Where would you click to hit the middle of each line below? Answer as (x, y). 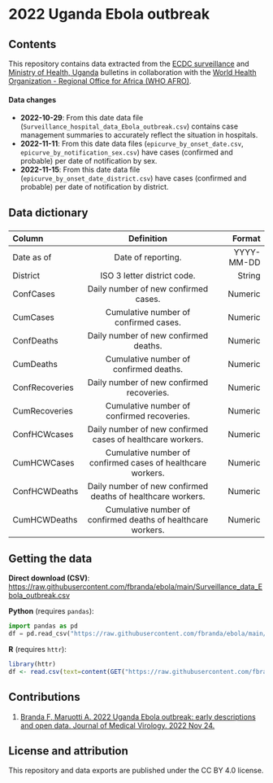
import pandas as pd (43, 626)
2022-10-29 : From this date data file (82, 118)
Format (246, 238)
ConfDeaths (35, 340)
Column (28, 238)
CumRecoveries (43, 410)
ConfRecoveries (43, 387)
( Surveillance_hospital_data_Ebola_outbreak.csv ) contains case (129, 126)
